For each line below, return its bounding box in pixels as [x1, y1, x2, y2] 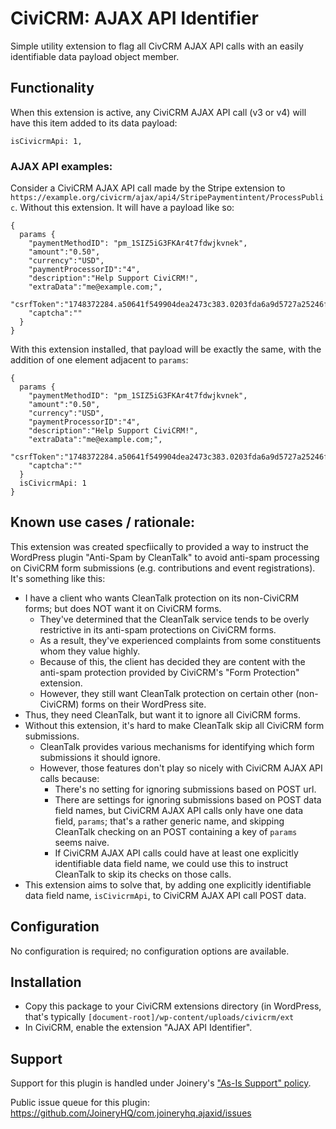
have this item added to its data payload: [10, 117, 178, 129]
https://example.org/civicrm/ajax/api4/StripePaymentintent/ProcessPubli [10, 193, 325, 203]
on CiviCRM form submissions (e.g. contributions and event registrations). [10, 562, 316, 574]
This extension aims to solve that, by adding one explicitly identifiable [24, 878, 312, 891]
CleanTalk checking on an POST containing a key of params [54, 825, 298, 837]
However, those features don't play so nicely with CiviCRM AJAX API [39, 762, 323, 774]
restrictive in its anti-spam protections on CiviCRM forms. [39, 623, 277, 636]
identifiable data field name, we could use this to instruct [54, 857, 289, 869]
